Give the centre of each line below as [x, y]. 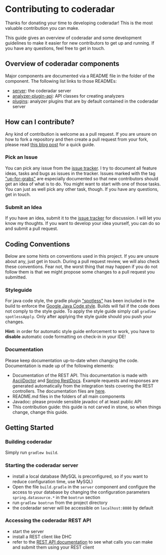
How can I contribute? [40, 122]
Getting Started [29, 427]
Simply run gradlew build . [32, 452]
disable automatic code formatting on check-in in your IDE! [66, 337]
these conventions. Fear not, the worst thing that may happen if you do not [81, 267]
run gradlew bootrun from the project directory [60, 502]
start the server [28, 531]
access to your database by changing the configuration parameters [81, 492]
